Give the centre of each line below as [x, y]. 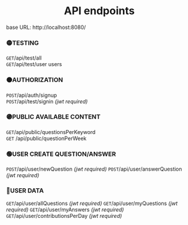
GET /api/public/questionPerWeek [46, 138]
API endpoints [99, 11]
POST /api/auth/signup [32, 95]
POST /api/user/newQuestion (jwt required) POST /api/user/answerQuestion [94, 169]
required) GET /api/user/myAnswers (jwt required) [65, 210]
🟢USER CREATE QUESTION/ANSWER [61, 154]
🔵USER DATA [25, 191]
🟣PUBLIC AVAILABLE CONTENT [53, 117]
